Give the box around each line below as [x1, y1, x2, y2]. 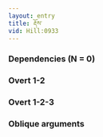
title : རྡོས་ [8, 19, 42, 27]
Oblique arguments [8, 118, 85, 130]
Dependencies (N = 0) [8, 53, 96, 64]
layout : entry [8, 11, 56, 20]
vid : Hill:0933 [8, 27, 59, 35]
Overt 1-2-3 [8, 97, 54, 108]
